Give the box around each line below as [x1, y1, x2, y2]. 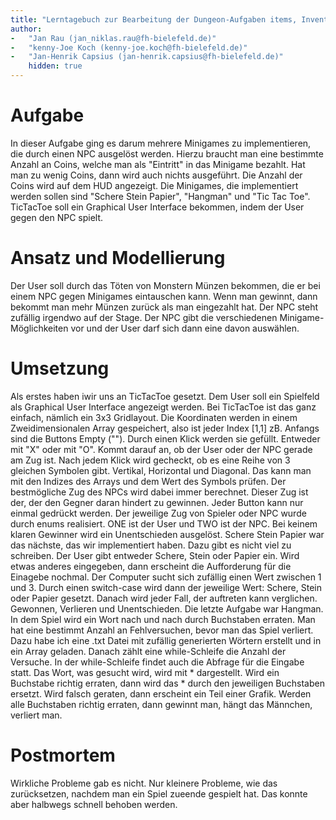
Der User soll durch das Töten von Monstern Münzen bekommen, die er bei [10, 279, 321, 291]
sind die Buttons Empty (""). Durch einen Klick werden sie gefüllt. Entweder [10, 432, 321, 445]
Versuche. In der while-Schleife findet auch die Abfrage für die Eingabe [10, 656, 305, 668]
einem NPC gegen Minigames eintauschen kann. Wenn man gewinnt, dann [10, 290, 318, 302]
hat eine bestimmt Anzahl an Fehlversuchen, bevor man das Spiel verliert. [10, 624, 314, 636]
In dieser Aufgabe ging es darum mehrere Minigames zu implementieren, [10, 137, 312, 149]
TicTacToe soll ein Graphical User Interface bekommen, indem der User [10, 201, 305, 213]
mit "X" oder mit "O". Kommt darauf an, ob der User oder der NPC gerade [10, 443, 313, 455]
